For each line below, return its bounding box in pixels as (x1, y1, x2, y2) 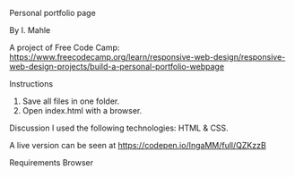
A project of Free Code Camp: (9, 42, 120, 53)
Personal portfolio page (9, 8, 96, 18)
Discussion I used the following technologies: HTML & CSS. (9, 122, 229, 133)
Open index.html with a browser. (22, 105, 143, 115)
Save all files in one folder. (22, 96, 120, 106)
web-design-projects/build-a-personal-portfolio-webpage (9, 62, 225, 72)
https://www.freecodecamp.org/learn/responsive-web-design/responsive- (9, 52, 286, 62)
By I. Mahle (9, 25, 51, 35)
